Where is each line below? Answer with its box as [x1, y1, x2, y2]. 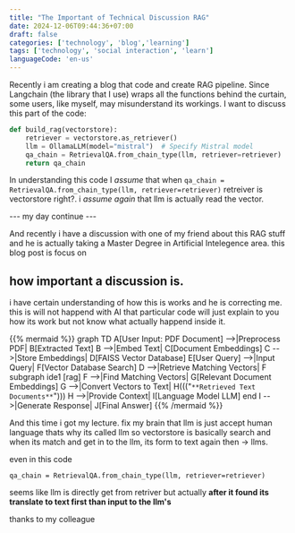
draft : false [9, 30, 58, 39]
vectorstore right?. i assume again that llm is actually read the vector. [9, 193, 265, 204]
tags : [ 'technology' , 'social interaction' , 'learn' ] [9, 47, 215, 56]
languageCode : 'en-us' [9, 55, 94, 64]
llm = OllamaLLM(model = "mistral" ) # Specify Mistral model [25, 142, 254, 150]
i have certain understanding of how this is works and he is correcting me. [9, 297, 282, 308]
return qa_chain [25, 159, 87, 168]
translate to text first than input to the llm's [9, 496, 172, 507]
